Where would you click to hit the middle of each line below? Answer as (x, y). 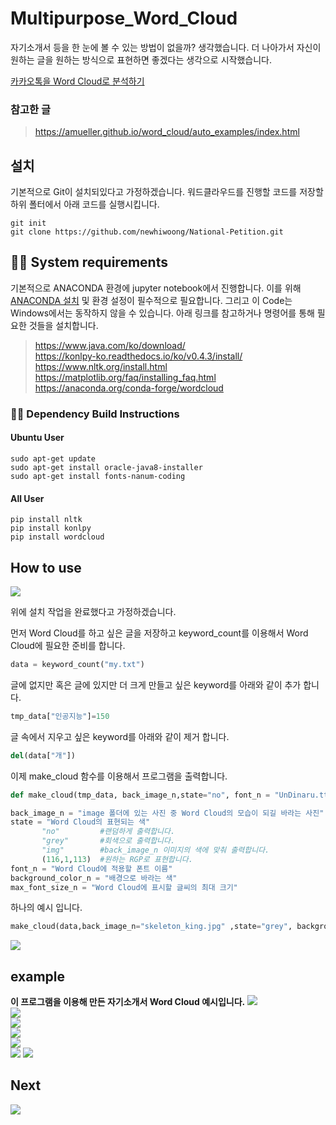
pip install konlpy (51, 528)
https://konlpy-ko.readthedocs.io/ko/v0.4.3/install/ (138, 356)
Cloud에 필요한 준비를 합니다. (68, 645)
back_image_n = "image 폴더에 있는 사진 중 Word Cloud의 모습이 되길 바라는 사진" (167, 813)
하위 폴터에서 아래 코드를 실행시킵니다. (85, 204)
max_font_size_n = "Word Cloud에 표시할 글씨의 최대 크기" (124, 887)
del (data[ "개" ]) (43, 755)
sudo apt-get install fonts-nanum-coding (98, 476)
